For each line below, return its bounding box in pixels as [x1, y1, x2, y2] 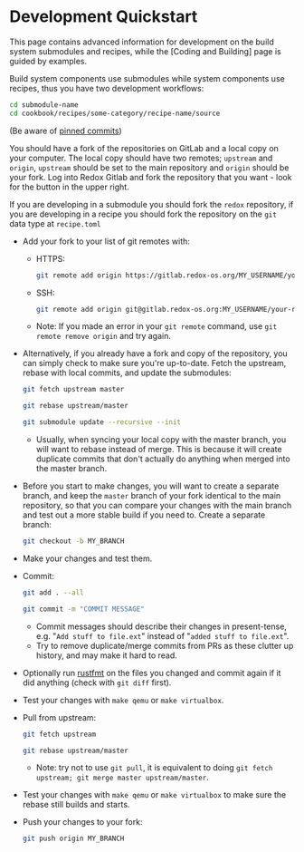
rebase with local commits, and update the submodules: [22, 367, 233, 378]
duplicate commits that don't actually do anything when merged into [35, 453, 291, 464]
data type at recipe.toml [9, 218, 101, 228]
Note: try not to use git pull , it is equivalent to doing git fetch [35, 762, 273, 773]
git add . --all [22, 587, 84, 597]
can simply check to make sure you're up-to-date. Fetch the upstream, [22, 358, 287, 369]
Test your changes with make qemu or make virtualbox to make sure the [22, 789, 287, 800]
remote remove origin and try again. [35, 331, 172, 342]
